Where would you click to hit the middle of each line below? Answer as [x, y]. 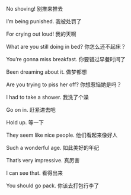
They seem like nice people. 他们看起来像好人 [62, 135]
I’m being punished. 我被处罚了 [44, 21]
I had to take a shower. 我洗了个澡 [47, 97]
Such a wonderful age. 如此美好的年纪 [53, 148]
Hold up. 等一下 [25, 122]
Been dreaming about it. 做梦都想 [47, 72]
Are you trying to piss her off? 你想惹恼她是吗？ [64, 84]
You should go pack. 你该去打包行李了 [53, 185]
